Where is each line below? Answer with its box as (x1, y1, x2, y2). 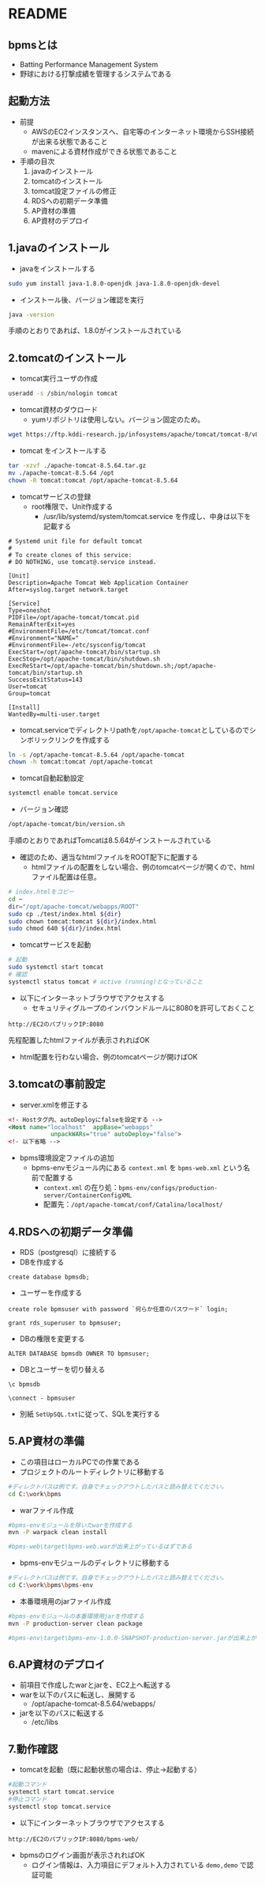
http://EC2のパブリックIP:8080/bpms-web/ (8, 1835, 140, 1843)
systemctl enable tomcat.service (8, 789, 118, 798)
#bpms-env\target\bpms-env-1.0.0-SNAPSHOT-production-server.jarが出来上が (8, 1634, 257, 1642)
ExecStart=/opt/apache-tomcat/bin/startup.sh (8, 648, 160, 656)
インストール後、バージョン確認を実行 (19, 294, 144, 305)
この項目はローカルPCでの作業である (19, 1457, 140, 1466)
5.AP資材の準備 (8, 1434, 84, 1448)
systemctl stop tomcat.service (8, 1802, 111, 1810)
